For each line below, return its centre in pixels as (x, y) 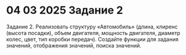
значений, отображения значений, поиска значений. (74, 46)
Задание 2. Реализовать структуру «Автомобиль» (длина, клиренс (92, 27)
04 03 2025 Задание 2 (65, 10)
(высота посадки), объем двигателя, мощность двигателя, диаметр (93, 33)
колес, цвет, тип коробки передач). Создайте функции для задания (92, 39)
